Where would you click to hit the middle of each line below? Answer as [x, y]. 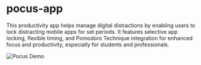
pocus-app [35, 9]
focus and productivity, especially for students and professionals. [88, 45]
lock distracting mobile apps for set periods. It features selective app [92, 31]
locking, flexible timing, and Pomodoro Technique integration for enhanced [100, 38]
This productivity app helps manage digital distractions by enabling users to [101, 25]
